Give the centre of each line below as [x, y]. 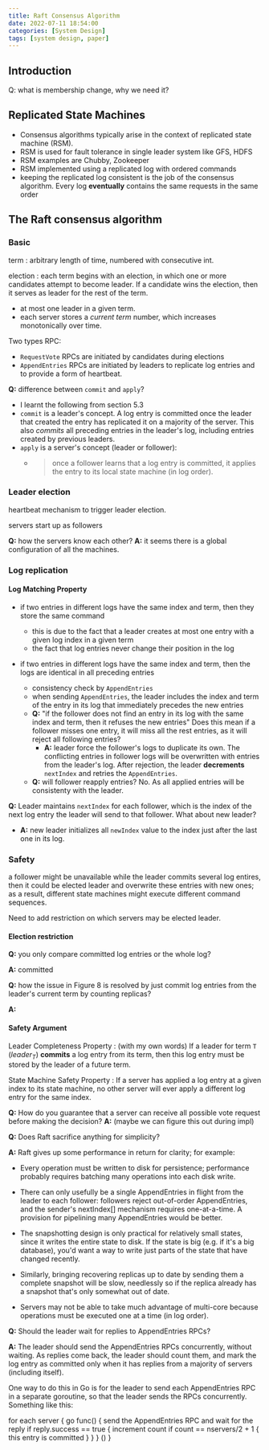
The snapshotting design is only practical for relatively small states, [131, 1233]
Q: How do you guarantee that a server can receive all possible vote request [134, 1113]
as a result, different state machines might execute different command [124, 894]
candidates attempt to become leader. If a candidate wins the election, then [133, 284]
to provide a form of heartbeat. [71, 374]
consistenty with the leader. [78, 790]
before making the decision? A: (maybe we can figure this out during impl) [131, 1121]
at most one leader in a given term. [77, 308]
